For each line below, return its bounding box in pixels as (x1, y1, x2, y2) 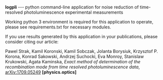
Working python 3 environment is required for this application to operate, (5, 19, 154, 25)
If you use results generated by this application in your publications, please (5, 34, 158, 39)
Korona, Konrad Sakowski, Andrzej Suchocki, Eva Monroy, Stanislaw (5, 53, 144, 59)
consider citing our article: (5, 39, 59, 45)
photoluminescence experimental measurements (24, 9, 123, 15)
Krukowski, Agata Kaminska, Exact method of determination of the (5, 59, 141, 64)
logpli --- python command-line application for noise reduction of (5, 4, 139, 10)
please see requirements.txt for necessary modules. (5, 24, 111, 30)
